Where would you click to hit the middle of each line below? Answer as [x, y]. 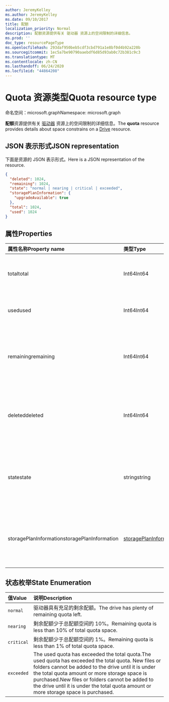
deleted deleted [26, 415]
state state [20, 477]
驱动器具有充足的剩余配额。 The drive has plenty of [94, 608]
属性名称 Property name [36, 249]
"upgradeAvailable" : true [41, 198]
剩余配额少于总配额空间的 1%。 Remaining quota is [93, 639]
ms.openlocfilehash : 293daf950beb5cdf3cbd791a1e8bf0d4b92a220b [73, 48]
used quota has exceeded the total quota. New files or [97, 661]
